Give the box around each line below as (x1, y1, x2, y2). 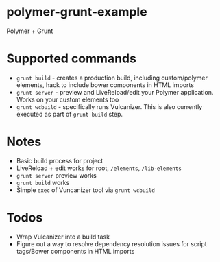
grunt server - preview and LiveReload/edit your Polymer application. (16, 88, 214, 96)
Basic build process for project (16, 156, 103, 165)
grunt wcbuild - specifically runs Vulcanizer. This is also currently (16, 102, 203, 110)
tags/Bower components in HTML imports (16, 247, 135, 255)
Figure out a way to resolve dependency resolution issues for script (16, 239, 207, 248)
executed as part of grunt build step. (16, 110, 123, 118)
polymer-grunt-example (6, 4, 148, 20)
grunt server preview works (16, 171, 97, 179)
